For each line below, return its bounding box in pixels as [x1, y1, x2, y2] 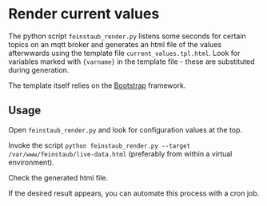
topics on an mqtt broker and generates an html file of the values [8, 39, 222, 49]
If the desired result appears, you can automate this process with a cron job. [8, 188, 260, 198]
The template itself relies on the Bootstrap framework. [8, 81, 186, 90]
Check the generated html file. [8, 172, 109, 182]
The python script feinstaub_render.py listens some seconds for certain [8, 31, 246, 41]
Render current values [8, 5, 160, 23]
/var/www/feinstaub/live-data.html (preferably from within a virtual [8, 149, 233, 158]
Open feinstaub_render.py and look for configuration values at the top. [8, 125, 242, 134]
